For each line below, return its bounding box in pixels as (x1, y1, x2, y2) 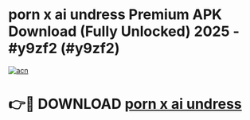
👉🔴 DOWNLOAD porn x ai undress (8, 95, 242, 113)
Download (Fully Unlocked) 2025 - (8, 22, 240, 41)
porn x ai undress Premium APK (8, 6, 223, 24)
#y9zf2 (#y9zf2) (8, 40, 120, 57)
